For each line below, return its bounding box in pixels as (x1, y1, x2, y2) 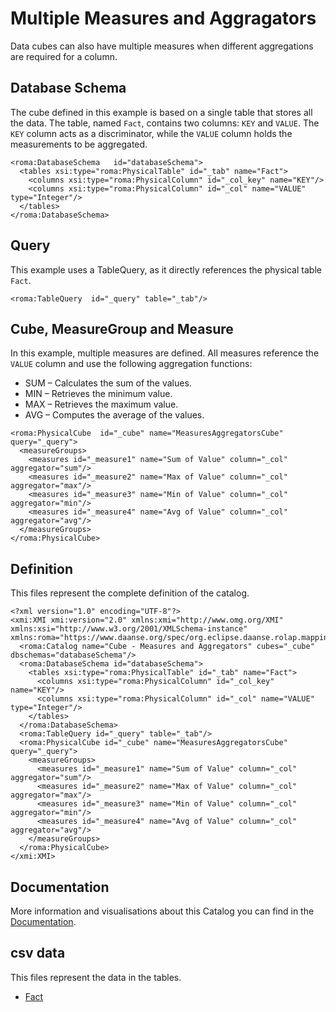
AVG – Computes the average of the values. (24, 409, 205, 421)
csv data (10, 945, 66, 962)
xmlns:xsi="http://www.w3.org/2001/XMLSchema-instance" (10, 624, 248, 634)
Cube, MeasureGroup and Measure (10, 320, 234, 337)
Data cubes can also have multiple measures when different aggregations (10, 40, 314, 52)
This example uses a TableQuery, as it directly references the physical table (10, 263, 322, 276)
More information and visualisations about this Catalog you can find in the (10, 905, 315, 917)
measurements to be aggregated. (10, 138, 148, 150)
